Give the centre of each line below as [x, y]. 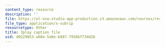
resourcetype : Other [26, 28]
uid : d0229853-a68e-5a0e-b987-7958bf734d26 [50, 37]
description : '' [22, 14]
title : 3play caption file [33, 32]
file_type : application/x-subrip [39, 23]
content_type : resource [29, 10]
